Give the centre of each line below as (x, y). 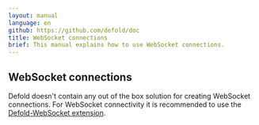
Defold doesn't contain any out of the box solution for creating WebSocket (129, 96)
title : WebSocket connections (58, 38)
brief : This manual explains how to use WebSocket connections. (116, 45)
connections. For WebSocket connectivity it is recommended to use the (125, 104)
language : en (30, 23)
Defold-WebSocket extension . (57, 112)
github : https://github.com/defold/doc (74, 30)
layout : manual (33, 15)
